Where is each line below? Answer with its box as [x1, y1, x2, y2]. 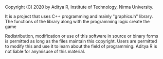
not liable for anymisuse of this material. [5, 48, 85, 54]
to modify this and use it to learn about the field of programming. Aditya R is [5, 44, 157, 49]
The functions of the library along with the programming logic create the [5, 19, 150, 24]
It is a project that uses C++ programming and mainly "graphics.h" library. [5, 14, 153, 19]
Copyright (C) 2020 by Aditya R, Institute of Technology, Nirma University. [5, 4, 154, 10]
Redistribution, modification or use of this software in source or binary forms [5, 33, 159, 39]
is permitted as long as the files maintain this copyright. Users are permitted [5, 38, 157, 44]
